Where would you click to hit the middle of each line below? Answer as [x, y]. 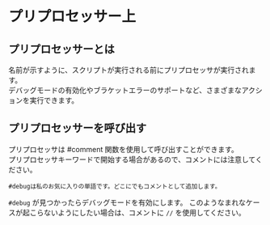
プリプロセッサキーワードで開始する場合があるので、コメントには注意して [132, 159]
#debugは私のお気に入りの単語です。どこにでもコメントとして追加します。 [115, 186]
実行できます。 [54, 100]
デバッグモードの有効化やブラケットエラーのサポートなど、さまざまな [125, 90]
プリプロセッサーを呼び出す [78, 128]
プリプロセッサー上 [72, 17]
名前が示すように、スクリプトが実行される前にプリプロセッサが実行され [129, 70]
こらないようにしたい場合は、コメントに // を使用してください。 [138, 212]
